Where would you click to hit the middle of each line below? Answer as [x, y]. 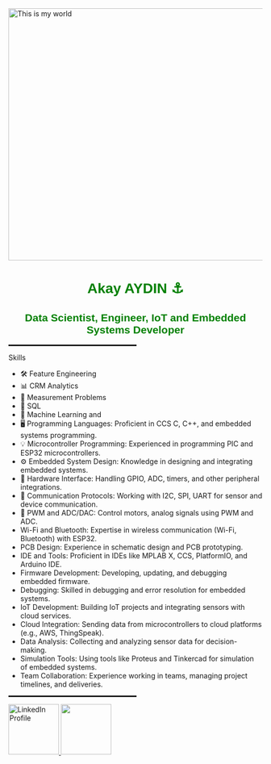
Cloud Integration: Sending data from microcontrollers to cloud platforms [141, 624]
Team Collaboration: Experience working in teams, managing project [134, 676]
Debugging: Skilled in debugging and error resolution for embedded [133, 590]
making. [33, 650]
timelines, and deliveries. [61, 684]
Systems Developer [135, 329]
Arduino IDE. [41, 564]
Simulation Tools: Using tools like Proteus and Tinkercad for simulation [137, 658]
